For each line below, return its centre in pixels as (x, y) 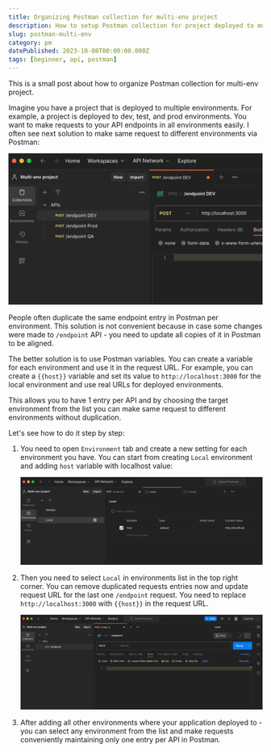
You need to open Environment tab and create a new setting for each (133, 449)
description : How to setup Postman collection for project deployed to (131, 25)
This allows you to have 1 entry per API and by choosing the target (118, 400)
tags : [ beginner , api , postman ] (63, 60)
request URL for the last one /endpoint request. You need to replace (133, 595)
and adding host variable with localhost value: (96, 466)
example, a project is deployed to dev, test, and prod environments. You (128, 116)
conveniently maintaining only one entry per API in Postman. (120, 739)
